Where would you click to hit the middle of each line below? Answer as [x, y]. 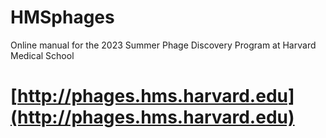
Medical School [42, 55]
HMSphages [62, 17]
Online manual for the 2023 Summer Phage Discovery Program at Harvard [163, 45]
